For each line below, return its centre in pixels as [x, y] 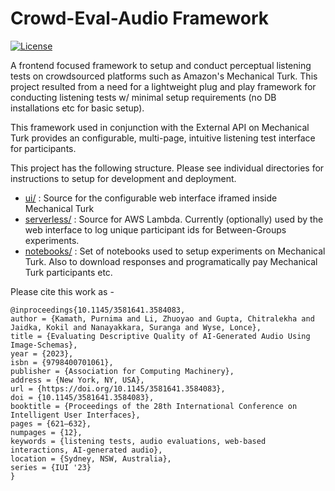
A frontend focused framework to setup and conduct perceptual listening [161, 65]
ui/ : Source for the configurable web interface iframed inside [151, 198]
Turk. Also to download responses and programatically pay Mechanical [171, 261]
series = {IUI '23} [51, 467]
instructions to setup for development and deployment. [123, 178]
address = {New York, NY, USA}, [77, 380]
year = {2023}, [42, 353]
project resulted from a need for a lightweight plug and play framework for [163, 86]
